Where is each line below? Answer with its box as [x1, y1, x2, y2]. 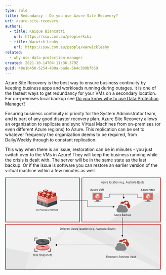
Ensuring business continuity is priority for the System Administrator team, [5, 111, 157, 117]
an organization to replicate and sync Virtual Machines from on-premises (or [5, 121, 161, 127]
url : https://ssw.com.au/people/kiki [14, 34, 92, 39]
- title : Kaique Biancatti [9, 29, 65, 34]
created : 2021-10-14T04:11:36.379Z [5, 60, 79, 66]
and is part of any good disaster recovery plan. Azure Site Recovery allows [5, 116, 157, 122]
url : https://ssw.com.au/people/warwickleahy [14, 45, 110, 50]
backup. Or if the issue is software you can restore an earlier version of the [5, 162, 158, 168]
